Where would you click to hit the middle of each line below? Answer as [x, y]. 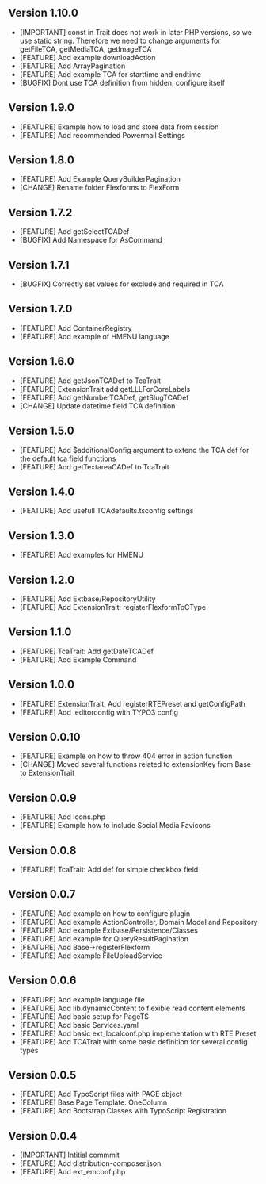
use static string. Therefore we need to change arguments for [120, 40]
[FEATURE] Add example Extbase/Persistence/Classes [108, 930]
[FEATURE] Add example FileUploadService [91, 956]
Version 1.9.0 [42, 107]
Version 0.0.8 [42, 851]
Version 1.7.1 [39, 265]
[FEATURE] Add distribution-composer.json [90, 1163]
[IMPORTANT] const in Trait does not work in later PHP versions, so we [135, 32]
